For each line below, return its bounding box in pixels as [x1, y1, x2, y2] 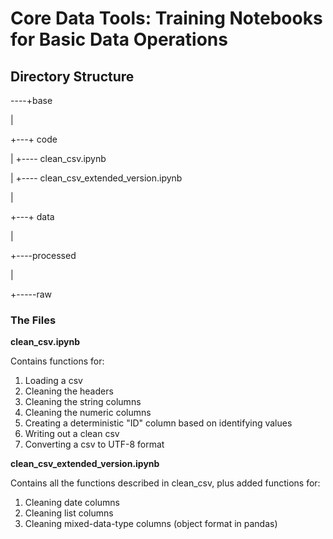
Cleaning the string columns [24, 396, 142, 408]
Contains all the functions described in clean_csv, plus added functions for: [10, 477, 321, 489]
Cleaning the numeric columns [24, 407, 152, 419]
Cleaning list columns [24, 507, 114, 519]
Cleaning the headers [24, 385, 114, 397]
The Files [10, 313, 57, 327]
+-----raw [10, 288, 53, 300]
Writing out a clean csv [24, 428, 120, 440]
